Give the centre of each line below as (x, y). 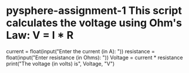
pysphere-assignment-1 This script (94, 11)
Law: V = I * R (40, 35)
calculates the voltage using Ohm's (94, 23)
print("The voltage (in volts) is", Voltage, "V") (60, 63)
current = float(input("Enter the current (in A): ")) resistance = (81, 51)
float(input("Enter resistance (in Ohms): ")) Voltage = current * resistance (95, 57)
